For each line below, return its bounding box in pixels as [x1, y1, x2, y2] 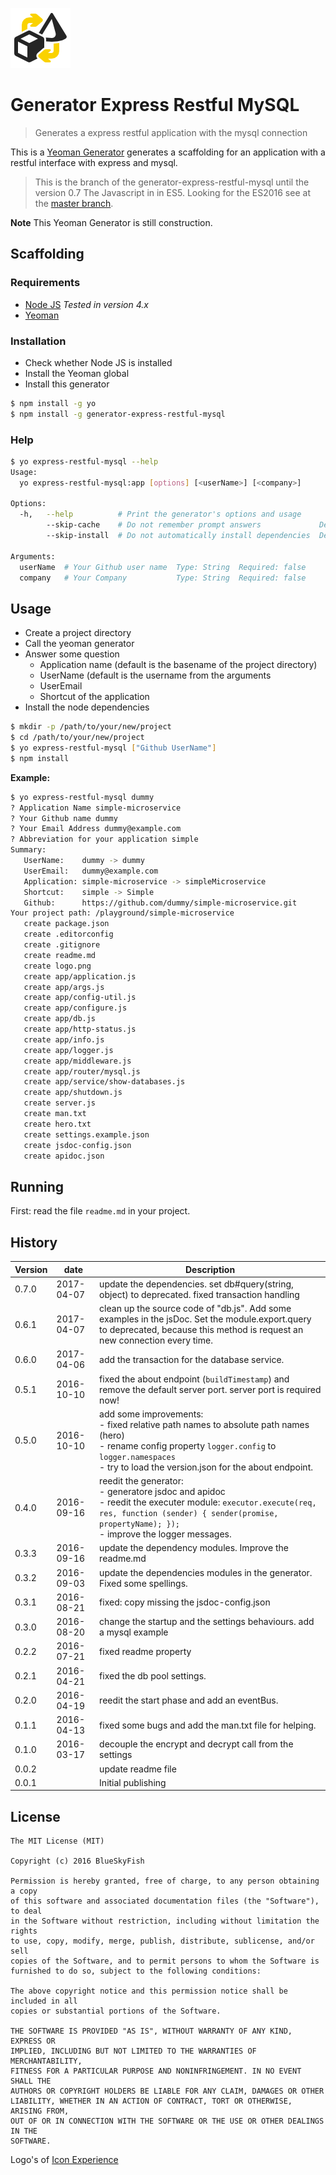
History [10, 1234, 58, 1251]
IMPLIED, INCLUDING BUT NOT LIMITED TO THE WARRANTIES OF [10, 2046, 257, 2057]
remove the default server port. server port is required [99, 1383, 322, 1395]
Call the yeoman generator [24, 638, 135, 650]
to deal [10, 1906, 43, 1917]
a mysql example [99, 1626, 169, 1638]
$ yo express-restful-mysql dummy [10, 792, 155, 802]
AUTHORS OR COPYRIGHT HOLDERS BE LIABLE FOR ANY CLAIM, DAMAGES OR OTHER [10, 2086, 325, 2097]
